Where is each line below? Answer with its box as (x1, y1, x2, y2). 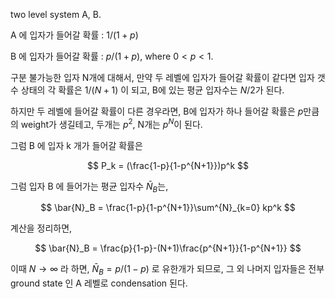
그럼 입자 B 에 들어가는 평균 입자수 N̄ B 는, (10, 180, 169, 194)
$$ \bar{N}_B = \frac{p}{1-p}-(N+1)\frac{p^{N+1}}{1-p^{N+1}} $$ (34, 242, 302, 254)
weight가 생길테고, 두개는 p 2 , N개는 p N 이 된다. (20, 117, 203, 130)
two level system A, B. (10, 9, 102, 20)
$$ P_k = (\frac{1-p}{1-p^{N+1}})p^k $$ (86, 159, 249, 171)
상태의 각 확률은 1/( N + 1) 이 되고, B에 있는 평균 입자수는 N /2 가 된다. (20, 84, 285, 96)
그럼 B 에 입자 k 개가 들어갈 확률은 (10, 139, 143, 151)
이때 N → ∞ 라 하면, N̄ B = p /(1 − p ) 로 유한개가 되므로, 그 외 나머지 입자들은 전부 (10, 263, 325, 278)
